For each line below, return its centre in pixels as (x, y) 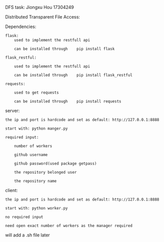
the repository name (35, 181)
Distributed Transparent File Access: (43, 17)
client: (11, 190)
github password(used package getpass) (56, 163)
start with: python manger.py (37, 128)
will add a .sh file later (28, 235)
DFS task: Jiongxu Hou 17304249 (40, 7)
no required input (24, 217)
